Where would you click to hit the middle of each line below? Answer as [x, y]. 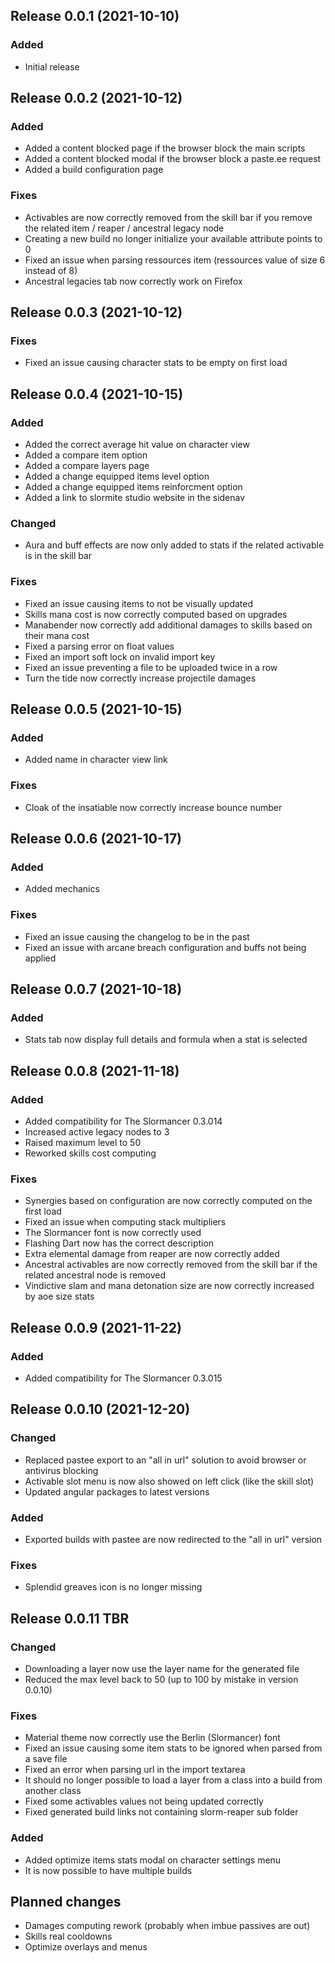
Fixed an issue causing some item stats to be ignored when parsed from [173, 1748]
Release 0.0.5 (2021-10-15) [96, 709]
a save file [46, 1759]
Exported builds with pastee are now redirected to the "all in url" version [173, 1539]
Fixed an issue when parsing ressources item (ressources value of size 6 [175, 260]
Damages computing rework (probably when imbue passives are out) [167, 1926]
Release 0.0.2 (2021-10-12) [96, 98]
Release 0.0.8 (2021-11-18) [95, 1070]
